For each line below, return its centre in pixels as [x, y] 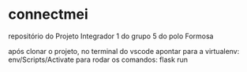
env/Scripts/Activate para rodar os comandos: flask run [98, 59]
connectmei [48, 14]
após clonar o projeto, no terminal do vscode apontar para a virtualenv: [124, 51]
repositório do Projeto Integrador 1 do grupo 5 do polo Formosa [111, 36]
